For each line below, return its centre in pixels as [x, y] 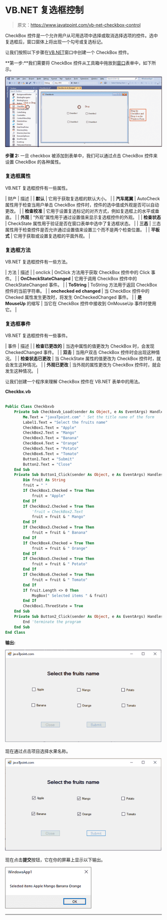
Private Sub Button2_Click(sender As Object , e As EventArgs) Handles [89, 617]
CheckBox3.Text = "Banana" [51, 438]
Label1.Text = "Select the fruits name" [65, 422]
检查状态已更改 [36, 358]
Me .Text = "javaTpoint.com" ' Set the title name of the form [89, 417]
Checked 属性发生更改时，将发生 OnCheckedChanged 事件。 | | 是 [74, 297]
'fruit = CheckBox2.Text [57, 512]
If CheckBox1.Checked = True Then [59, 491]
